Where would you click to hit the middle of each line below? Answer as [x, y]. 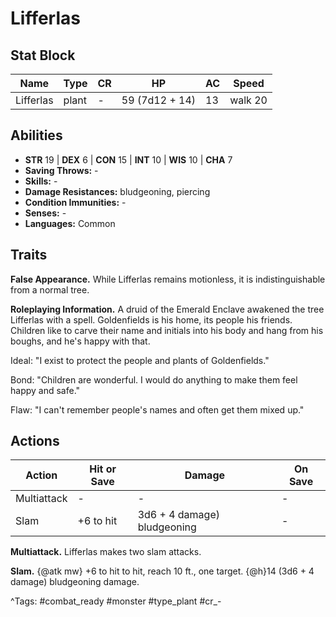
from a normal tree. [50, 289]
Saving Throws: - [61, 170]
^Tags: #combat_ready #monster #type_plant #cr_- [116, 601]
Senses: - [45, 213]
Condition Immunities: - [75, 202]
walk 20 [248, 100]
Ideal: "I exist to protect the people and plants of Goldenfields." [140, 360]
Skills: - [41, 181]
